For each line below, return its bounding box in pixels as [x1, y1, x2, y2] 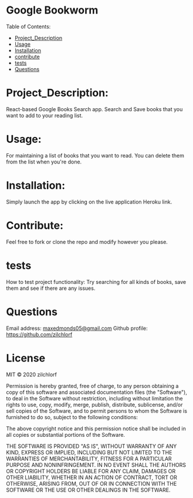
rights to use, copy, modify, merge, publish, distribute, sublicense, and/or [6, 401, 183, 408]
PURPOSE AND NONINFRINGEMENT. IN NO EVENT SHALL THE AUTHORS [6, 461, 187, 468]
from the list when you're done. [6, 158, 82, 165]
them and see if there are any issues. [6, 285, 96, 292]
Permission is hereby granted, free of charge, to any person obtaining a [6, 382, 179, 389]
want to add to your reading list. [6, 112, 83, 119]
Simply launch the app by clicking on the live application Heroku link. [6, 198, 172, 205]
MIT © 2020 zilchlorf [6, 371, 57, 378]
